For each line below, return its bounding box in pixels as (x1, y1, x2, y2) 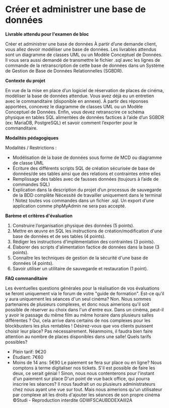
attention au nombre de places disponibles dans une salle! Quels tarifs (5, 333, 151, 340)
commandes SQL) (12, 181, 50, 187)
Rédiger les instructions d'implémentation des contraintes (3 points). (12, 238, 155, 244)
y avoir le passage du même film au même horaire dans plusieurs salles (5, 312, 154, 318)
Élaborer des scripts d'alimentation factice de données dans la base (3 (12, 244, 160, 250)
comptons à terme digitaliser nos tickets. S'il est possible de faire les (12, 364, 155, 371)
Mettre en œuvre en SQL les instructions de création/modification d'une (12, 228, 162, 234)
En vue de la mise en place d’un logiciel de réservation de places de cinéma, (5, 87, 164, 93)
